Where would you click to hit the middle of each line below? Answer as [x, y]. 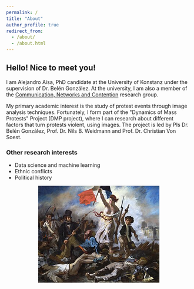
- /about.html [29, 43]
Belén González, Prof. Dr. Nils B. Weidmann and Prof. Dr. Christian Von [91, 131]
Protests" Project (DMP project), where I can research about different [90, 118]
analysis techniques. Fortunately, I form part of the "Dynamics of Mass [92, 112]
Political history [33, 178]
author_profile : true [33, 25]
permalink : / [22, 12]
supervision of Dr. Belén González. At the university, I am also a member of [97, 88]
